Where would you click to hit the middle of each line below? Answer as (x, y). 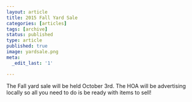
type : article (24, 40)
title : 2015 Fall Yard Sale (42, 18)
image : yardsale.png (33, 52)
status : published (30, 35)
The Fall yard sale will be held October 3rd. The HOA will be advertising (96, 86)
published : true (27, 46)
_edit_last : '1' (32, 63)
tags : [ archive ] (27, 29)
